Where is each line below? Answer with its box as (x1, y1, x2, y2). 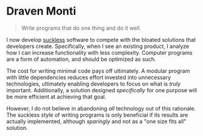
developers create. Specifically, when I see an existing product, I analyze (6, 42, 190, 50)
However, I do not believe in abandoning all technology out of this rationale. (6, 104, 196, 112)
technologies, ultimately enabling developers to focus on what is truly (6, 80, 181, 87)
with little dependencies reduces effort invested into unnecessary (6, 73, 171, 81)
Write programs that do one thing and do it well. (21, 24, 141, 32)
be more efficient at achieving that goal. (6, 93, 107, 100)
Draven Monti (6, 4, 76, 18)
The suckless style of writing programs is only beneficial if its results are (6, 111, 188, 118)
